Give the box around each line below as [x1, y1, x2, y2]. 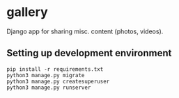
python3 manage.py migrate [6, 72, 85, 79]
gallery [6, 4, 48, 20]
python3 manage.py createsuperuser [6, 78, 110, 85]
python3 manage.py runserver [6, 84, 91, 91]
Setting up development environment [6, 47, 172, 59]
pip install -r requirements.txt [6, 65, 104, 73]
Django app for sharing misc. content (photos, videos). [6, 27, 164, 35]
